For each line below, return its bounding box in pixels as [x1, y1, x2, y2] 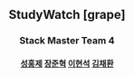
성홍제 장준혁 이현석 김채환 [20, 58, 114, 69]
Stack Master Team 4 [18, 34, 116, 47]
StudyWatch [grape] [8, 7, 126, 23]
